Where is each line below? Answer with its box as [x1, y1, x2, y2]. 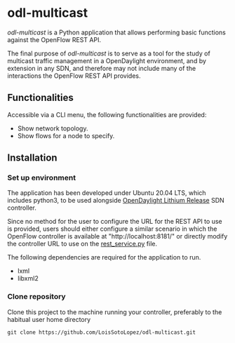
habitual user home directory [7, 315, 91, 323]
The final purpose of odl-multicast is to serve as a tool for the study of [7, 49, 210, 58]
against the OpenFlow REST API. [7, 35, 102, 43]
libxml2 [17, 274, 39, 283]
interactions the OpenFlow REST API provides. [7, 72, 141, 80]
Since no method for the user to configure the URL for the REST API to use [7, 217, 222, 226]
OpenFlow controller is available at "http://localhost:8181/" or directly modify [7, 232, 228, 241]
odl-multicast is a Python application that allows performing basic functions [7, 28, 227, 36]
